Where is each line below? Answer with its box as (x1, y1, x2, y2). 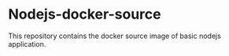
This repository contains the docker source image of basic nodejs (8, 31, 222, 40)
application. (8, 39, 46, 48)
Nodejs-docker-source (8, 5, 161, 23)
